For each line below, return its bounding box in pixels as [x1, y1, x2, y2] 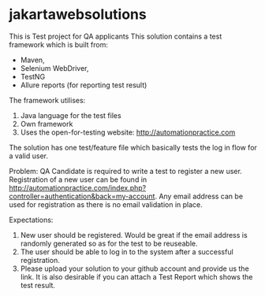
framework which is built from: [9, 39, 109, 49]
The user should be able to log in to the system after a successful [20, 246, 233, 257]
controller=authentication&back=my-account [9, 191, 155, 201]
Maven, [20, 55, 46, 65]
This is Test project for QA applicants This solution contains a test [9, 31, 222, 41]
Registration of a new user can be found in [9, 175, 147, 184]
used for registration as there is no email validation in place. [9, 199, 203, 209]
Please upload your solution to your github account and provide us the [20, 264, 249, 273]
